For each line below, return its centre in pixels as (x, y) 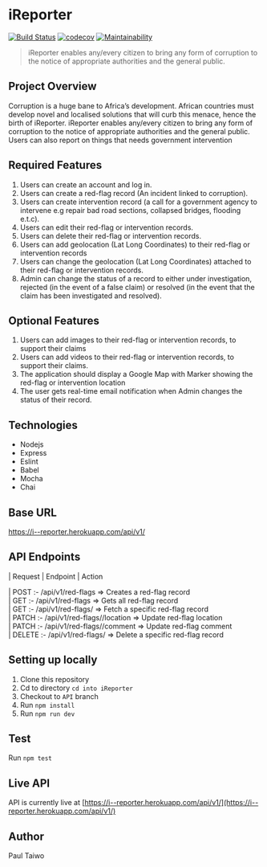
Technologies (43, 425)
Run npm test (30, 758)
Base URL (33, 512)
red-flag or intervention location (73, 382)
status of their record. (56, 400)
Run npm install (47, 705)
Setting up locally (53, 660)
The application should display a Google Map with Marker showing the (136, 374)
